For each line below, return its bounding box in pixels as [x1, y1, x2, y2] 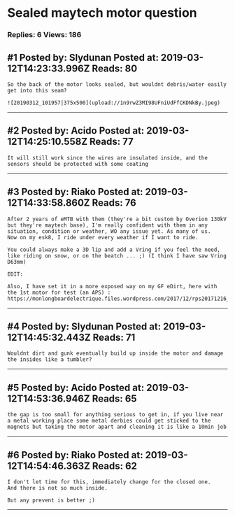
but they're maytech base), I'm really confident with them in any [7, 222, 208, 229]
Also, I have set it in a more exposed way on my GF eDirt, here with [7, 283, 218, 290]
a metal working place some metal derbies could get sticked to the [7, 418, 211, 425]
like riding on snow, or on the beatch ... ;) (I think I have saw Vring [7, 252, 227, 260]
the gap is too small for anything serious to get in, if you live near [7, 411, 224, 418]
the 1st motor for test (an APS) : [7, 289, 111, 296]
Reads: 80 [92, 62, 138, 74]
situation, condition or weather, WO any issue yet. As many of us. [7, 227, 211, 235]
